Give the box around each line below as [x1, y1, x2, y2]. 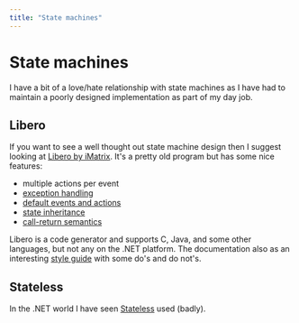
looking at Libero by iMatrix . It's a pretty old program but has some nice [9, 151, 275, 162]
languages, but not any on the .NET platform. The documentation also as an [9, 244, 290, 254]
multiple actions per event [22, 178, 120, 189]
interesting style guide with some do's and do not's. [9, 254, 202, 264]
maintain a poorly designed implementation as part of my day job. [9, 91, 253, 102]
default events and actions [22, 198, 122, 208]
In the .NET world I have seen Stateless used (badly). [9, 303, 206, 314]
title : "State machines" [9, 13, 103, 23]
